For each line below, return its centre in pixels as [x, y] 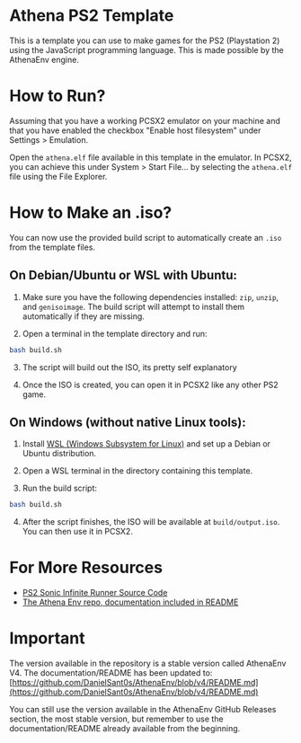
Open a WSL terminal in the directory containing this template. [137, 471]
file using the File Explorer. [58, 176]
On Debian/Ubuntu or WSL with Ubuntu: [124, 275]
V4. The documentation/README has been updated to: [111, 673]
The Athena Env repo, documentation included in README [130, 602]
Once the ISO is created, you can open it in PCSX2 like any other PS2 [150, 385]
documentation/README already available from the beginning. [125, 729]
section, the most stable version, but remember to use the [116, 719]
